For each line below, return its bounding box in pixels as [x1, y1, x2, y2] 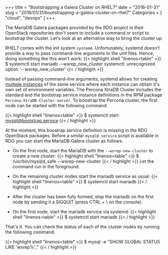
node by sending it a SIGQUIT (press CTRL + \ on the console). [12, 199, 143, 205]
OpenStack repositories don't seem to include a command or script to [5, 30, 149, 36]
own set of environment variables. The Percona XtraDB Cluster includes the [5, 87, 161, 92]
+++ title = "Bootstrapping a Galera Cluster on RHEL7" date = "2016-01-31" [5, 5, 160, 10]
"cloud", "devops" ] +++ [5, 15, 55, 21]
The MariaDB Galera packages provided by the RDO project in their [5, 25, 144, 31]
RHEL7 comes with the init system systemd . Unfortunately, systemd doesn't [5, 45, 160, 51]
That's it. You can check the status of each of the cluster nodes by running [5, 224, 159, 229]
